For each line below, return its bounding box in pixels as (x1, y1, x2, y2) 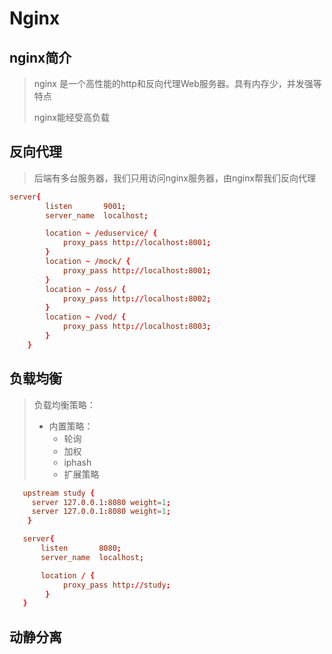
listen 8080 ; (40, 543, 122, 553)
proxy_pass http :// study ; (62, 580, 171, 590)
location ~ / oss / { (45, 284, 127, 294)
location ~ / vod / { (45, 312, 127, 322)
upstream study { (22, 488, 96, 498)
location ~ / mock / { (45, 257, 131, 267)
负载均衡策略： (33, 398, 96, 411)
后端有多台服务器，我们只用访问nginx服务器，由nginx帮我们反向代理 (33, 172, 317, 184)
